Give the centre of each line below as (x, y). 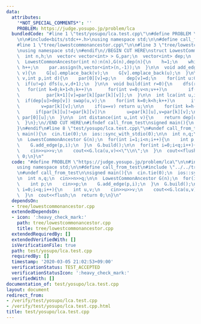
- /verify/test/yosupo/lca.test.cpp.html (59, 306)
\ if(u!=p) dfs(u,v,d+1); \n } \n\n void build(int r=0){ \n (95, 84)
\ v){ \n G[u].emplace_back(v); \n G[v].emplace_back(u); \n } (103, 73)
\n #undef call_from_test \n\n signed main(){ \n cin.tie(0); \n (95, 173)
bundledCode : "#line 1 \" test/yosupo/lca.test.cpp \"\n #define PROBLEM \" (105, 34)
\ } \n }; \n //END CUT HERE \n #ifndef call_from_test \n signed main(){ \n (106, 123)
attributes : (27, 17)
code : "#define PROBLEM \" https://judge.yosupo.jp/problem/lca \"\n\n (100, 162)
